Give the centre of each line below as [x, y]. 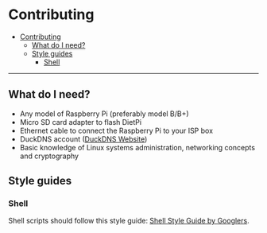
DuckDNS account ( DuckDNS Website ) [83, 139]
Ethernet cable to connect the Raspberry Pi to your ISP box [116, 130]
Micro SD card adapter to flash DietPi [80, 122]
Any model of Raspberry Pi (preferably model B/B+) [104, 114]
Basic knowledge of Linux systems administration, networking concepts [137, 147]
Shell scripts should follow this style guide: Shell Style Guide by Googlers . [129, 221]
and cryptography [49, 156]
